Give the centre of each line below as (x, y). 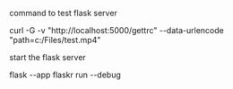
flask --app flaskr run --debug (65, 75)
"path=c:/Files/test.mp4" (55, 40)
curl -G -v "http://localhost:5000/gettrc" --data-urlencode (116, 30)
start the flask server (48, 57)
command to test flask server (64, 13)
